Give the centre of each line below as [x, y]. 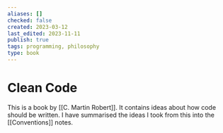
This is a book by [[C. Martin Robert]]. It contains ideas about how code [112, 107]
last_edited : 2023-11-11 [44, 33]
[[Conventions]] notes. [40, 122]
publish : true [28, 40]
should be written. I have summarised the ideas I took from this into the [111, 115]
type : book [23, 53]
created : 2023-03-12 [38, 27]
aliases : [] [25, 14]
